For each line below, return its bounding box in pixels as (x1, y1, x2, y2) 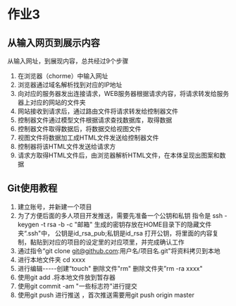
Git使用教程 (7, 183, 58, 195)
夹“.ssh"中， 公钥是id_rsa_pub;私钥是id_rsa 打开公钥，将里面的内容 (17, 228, 213, 237)
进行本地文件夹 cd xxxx (17, 255, 86, 264)
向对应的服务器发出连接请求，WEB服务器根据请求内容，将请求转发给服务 (17, 90, 230, 97)
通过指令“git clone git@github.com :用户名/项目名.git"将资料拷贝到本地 (17, 246, 221, 255)
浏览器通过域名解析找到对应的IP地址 (17, 80, 123, 89)
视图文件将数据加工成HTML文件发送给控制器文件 (17, 133, 159, 142)
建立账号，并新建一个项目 (17, 202, 92, 211)
